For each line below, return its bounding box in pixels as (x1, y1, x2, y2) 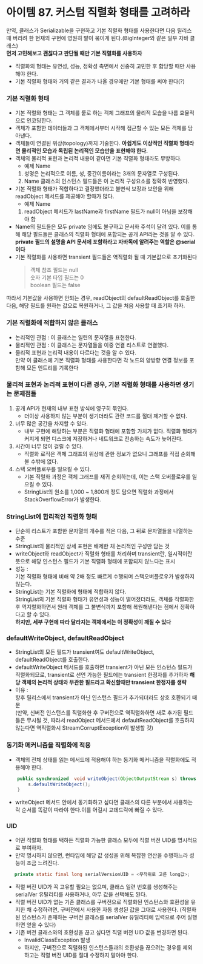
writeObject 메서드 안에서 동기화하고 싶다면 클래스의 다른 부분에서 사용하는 (15, 799, 193, 806)
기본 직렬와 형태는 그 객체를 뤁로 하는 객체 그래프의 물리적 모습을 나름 (15, 109, 179, 117)
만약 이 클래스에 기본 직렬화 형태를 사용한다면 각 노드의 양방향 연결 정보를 (15, 356, 188, 364)
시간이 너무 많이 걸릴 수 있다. (15, 443, 84, 450)
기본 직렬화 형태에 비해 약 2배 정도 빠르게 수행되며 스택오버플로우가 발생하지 (15, 573, 195, 580)
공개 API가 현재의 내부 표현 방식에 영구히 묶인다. (15, 404, 129, 412)
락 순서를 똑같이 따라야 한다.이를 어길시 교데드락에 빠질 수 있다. (15, 806, 164, 813)
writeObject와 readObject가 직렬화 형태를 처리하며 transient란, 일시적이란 (15, 550, 193, 557)
